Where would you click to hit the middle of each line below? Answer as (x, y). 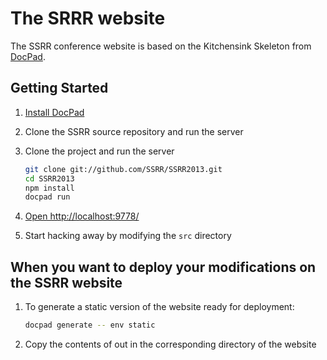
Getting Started (59, 88)
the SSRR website (66, 282)
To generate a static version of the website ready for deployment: (159, 307)
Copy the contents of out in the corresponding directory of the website (170, 344)
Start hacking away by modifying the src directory (128, 236)
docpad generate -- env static (90, 325)
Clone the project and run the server (99, 151)
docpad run (47, 197)
